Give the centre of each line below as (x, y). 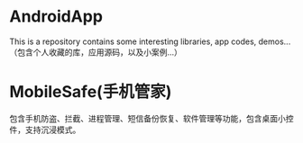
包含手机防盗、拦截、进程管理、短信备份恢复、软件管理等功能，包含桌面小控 (151, 118)
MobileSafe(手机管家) (91, 92)
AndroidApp (56, 17)
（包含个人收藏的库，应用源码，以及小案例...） (96, 52)
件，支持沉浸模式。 (45, 130)
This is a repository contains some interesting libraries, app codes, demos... (150, 41)
